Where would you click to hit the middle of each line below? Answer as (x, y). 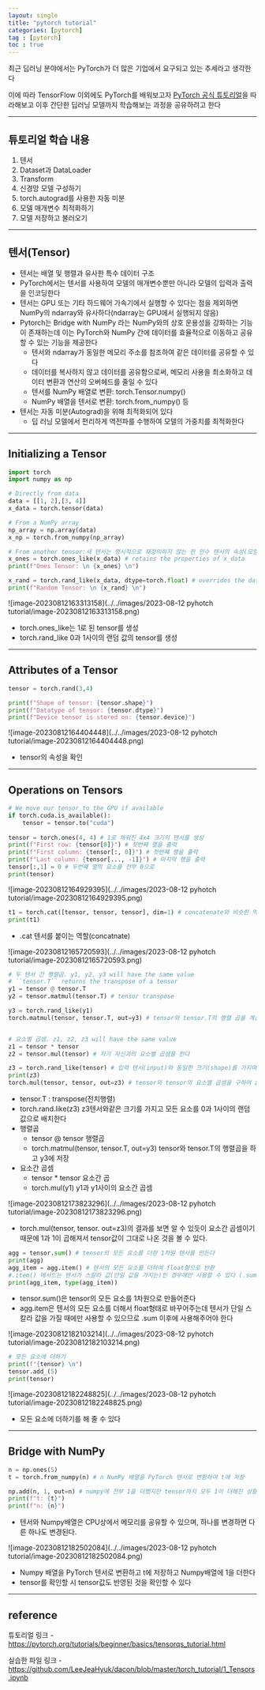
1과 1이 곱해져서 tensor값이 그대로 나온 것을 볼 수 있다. (124, 1238)
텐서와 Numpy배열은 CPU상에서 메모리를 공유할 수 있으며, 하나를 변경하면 (133, 1523)
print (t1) (24, 920)
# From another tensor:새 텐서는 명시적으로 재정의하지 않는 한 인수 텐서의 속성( (128, 551)
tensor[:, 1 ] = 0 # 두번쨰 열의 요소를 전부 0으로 (82, 867)
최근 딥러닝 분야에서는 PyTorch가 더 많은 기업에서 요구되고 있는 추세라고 (119, 69)
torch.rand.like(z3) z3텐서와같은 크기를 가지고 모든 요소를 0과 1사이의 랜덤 (135, 1109)
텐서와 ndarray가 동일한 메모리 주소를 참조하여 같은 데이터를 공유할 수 (138, 352)
